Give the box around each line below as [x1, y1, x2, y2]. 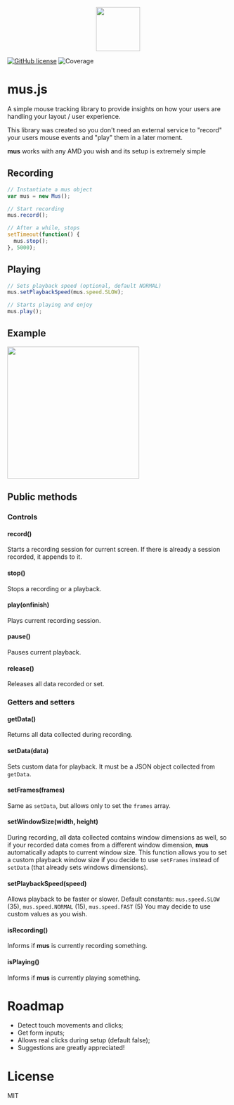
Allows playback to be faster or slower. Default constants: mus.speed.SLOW [7, 895, 220, 904]
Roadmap [7, 998, 65, 1014]
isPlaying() [7, 957, 40, 966]
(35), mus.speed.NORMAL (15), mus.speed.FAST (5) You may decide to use [7, 902, 211, 911]
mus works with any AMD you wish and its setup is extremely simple [7, 146, 206, 155]
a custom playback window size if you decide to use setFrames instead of [7, 855, 220, 864]
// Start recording [7, 205, 65, 213]
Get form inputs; [17, 1028, 65, 1037]
